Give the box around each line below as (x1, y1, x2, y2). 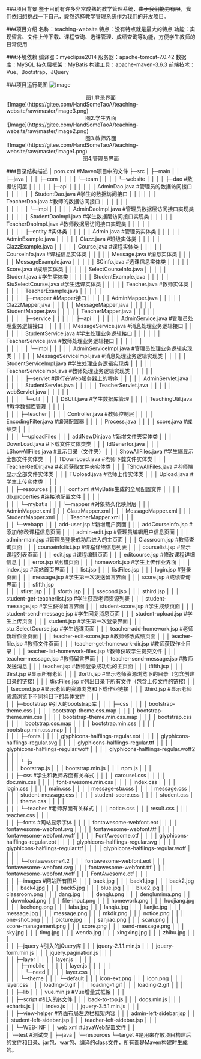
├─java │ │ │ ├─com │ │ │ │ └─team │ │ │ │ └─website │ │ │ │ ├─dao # (6, 175, 188, 182)
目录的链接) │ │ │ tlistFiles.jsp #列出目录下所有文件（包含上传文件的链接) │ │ (6, 678, 196, 685)
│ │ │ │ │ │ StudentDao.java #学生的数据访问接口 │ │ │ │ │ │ (6, 190, 157, 197)
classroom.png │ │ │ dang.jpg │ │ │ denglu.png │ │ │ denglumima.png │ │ (6, 891, 191, 898)
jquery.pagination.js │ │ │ (49, 949, 113, 956)
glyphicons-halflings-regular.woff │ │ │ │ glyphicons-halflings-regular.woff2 (6, 746, 196, 752)
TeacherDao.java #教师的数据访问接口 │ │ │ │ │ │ (6, 198, 129, 205)
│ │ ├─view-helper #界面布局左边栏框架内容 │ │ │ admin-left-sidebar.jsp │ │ (6, 1010, 196, 1017)
